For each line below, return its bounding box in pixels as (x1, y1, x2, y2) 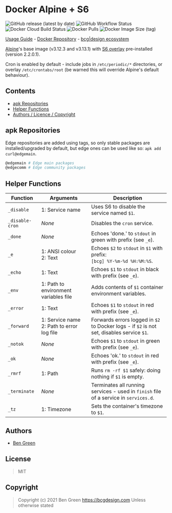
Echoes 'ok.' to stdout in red (91, 352, 159, 359)
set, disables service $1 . (91, 329, 149, 336)
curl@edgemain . (5, 150, 37, 157)
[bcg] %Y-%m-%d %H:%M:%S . (91, 257, 153, 264)
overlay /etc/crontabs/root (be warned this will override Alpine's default (5, 66, 159, 73)
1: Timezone (41, 406, 72, 413)
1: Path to (41, 280, 65, 287)
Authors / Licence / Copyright (12, 111, 76, 117)
